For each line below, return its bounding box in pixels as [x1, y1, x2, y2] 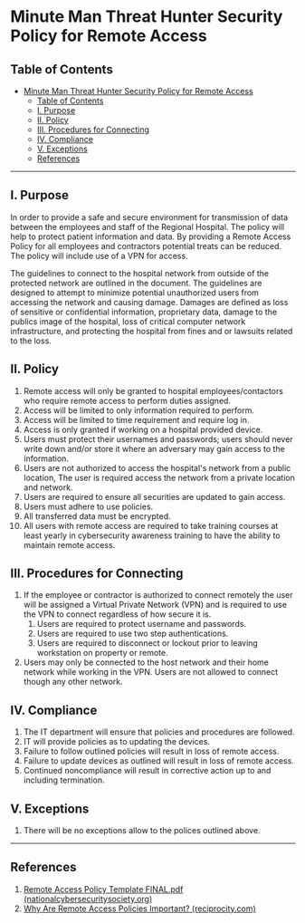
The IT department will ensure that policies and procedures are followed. [23, 726, 295, 737]
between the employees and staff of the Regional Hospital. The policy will [10, 221, 284, 232]
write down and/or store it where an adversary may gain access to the [23, 443, 286, 454]
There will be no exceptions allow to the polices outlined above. [23, 825, 261, 836]
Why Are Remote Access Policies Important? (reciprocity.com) [23, 903, 256, 914]
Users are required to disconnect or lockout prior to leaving [36, 638, 259, 649]
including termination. [23, 774, 105, 785]
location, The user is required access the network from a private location [23, 472, 295, 483]
